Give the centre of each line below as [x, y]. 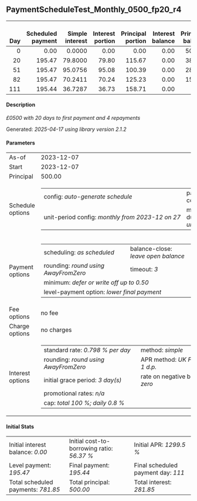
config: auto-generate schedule [88, 197]
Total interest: [153, 482]
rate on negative [163, 376]
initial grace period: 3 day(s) [83, 380]
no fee [50, 313]
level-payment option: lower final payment [103, 292]
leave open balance [157, 256]
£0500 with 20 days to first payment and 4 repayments [73, 118]
